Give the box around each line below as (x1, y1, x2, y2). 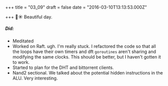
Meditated (12, 37, 34, 44)
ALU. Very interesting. (12, 75, 58, 81)
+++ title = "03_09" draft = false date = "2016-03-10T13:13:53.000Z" (5, 4, 147, 10)
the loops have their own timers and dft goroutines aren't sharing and (12, 48, 156, 54)
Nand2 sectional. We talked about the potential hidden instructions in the (12, 69, 163, 75)
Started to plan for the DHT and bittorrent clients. (12, 64, 114, 70)
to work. (12, 59, 30, 65)
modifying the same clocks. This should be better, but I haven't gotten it (12, 53, 161, 59)
